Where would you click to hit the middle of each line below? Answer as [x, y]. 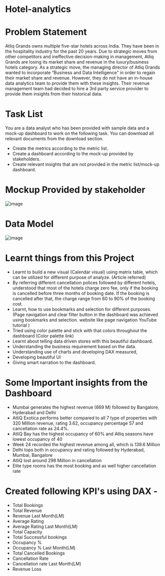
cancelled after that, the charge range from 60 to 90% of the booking [84, 299]
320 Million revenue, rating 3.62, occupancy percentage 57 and [78, 423]
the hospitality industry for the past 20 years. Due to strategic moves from [81, 52]
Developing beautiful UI [37, 357]
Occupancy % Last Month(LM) [44, 547]
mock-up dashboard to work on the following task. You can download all [80, 133]
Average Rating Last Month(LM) [45, 526]
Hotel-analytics [38, 9]
